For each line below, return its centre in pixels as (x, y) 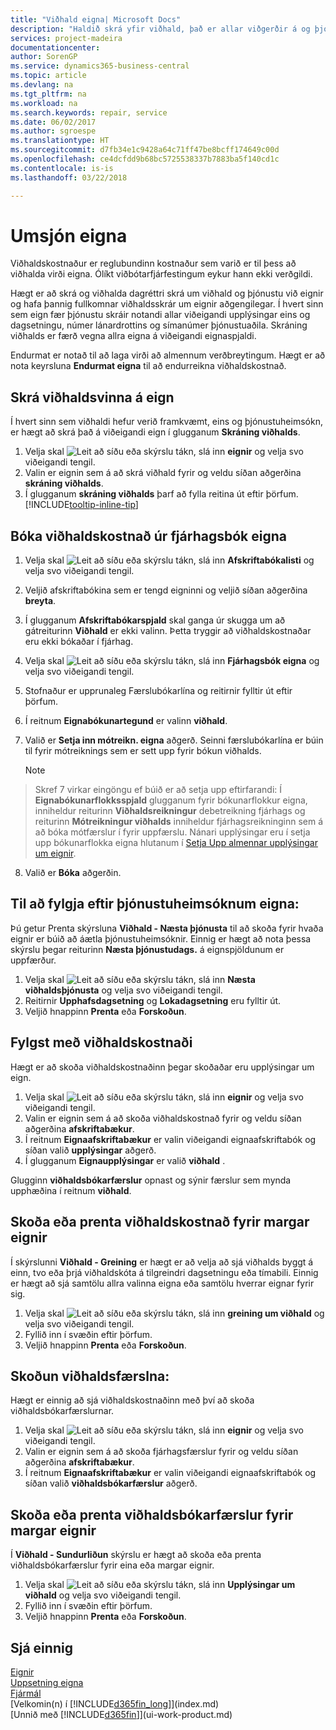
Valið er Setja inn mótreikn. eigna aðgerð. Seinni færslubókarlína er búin (174, 740)
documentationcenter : (55, 47)
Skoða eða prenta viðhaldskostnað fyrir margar (160, 1222)
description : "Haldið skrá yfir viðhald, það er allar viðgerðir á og (160, 29)
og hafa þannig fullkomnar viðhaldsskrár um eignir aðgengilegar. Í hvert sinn (167, 304)
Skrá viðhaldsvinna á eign (92, 397)
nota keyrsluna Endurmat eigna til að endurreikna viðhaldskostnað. (148, 366)
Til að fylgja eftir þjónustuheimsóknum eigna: (155, 904)
